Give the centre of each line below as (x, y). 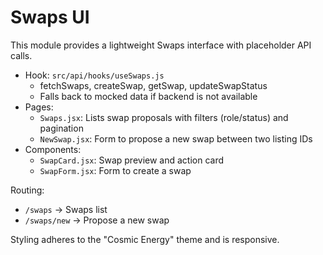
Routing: (27, 190)
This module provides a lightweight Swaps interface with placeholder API (161, 45)
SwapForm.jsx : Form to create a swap (115, 170)
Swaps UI (50, 17)
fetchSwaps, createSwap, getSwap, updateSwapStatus (153, 85)
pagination (61, 128)
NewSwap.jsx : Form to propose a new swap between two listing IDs (176, 138)
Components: (53, 149)
